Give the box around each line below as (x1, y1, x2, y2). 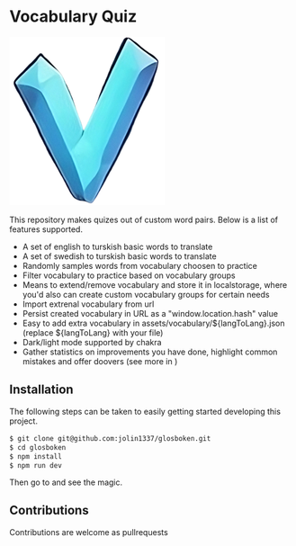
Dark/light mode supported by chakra (22, 336, 162, 347)
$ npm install (9, 452, 63, 461)
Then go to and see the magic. (9, 477, 123, 488)
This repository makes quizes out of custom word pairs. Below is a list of (9, 214, 279, 225)
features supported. (9, 223, 84, 235)
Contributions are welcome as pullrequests (9, 526, 168, 537)
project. (9, 416, 39, 426)
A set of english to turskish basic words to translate (22, 241, 213, 252)
